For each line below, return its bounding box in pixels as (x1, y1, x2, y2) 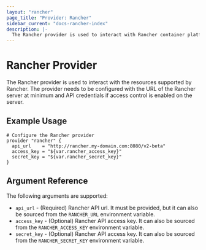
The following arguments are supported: (6, 192, 109, 200)
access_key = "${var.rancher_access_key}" (12, 148, 122, 154)
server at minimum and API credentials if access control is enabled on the (6, 92, 193, 99)
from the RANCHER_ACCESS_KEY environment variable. (15, 224, 145, 231)
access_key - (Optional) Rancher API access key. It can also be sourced (15, 217, 195, 224)
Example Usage (6, 116, 67, 127)
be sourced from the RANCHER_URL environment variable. (15, 210, 155, 218)
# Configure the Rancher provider (6, 132, 95, 138)
